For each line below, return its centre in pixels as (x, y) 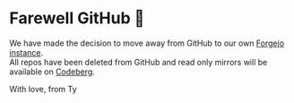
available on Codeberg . (52, 72)
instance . (26, 52)
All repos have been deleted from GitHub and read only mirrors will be (138, 62)
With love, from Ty (43, 89)
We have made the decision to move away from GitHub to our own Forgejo (147, 43)
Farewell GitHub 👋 (77, 18)
